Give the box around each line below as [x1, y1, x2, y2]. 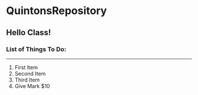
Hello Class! [6, 28, 51, 38]
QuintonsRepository [6, 4, 107, 18]
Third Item [14, 76, 40, 83]
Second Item [14, 70, 46, 77]
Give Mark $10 [14, 82, 50, 89]
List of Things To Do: [6, 45, 67, 53]
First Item [14, 63, 38, 71]
